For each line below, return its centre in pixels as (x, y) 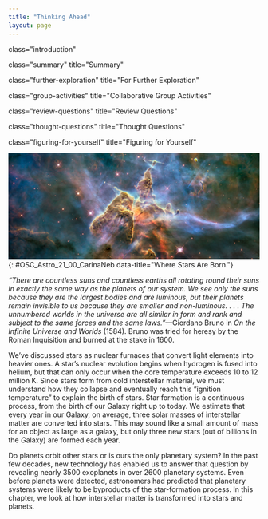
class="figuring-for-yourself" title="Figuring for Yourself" (102, 142)
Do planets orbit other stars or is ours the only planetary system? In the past (133, 455)
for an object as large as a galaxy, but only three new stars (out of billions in (133, 431)
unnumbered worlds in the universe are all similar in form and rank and (125, 314)
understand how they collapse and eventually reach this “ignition (115, 389)
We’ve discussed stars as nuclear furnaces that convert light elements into (131, 355)
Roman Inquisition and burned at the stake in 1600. (92, 339)
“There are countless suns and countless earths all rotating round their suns (134, 280)
